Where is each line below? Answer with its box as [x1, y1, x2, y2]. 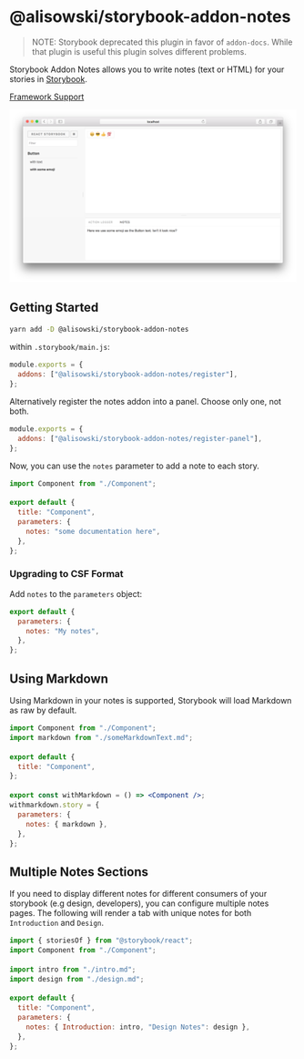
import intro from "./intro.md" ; [9, 964, 137, 974]
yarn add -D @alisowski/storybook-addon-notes [9, 325, 189, 334]
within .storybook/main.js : [9, 342, 111, 353]
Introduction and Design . [9, 918, 105, 929]
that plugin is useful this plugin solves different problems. [31, 46, 248, 57]
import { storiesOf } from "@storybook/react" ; [9, 936, 194, 945]
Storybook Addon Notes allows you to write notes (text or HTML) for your [9, 64, 285, 75]
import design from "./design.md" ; [9, 974, 145, 983]
